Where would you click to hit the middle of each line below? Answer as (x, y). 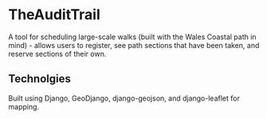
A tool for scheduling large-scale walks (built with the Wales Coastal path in (132, 37)
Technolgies (40, 79)
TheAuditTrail (55, 15)
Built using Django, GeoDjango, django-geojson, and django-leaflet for (124, 98)
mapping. (24, 106)
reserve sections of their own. (57, 54)
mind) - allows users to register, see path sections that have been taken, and (134, 45)
